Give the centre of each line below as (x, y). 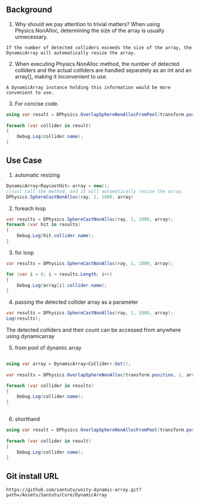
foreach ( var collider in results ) (50, 386)
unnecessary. (31, 37)
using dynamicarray (31, 336)
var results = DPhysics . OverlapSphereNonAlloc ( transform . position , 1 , (95, 375)
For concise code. (37, 103)
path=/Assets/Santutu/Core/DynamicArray (57, 495)
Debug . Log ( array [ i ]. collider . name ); (62, 285)
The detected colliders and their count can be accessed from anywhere (94, 330)
